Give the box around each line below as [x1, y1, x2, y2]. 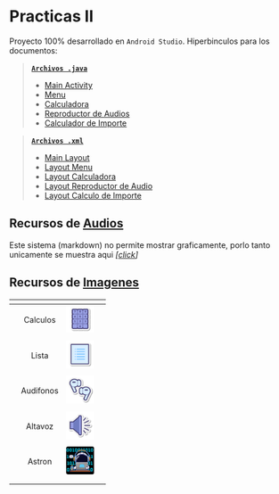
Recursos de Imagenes [9, 275, 140, 291]
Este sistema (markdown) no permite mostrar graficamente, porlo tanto [9, 239, 271, 251]
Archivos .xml [30, 136, 84, 145]
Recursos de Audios [9, 216, 124, 231]
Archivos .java [30, 64, 88, 73]
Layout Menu [44, 161, 94, 172]
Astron [27, 457, 53, 467]
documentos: [9, 45, 58, 55]
